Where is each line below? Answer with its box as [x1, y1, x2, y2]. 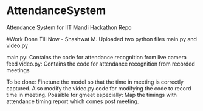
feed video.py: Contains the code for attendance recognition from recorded [6, 60, 196, 67]
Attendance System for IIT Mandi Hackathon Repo [6, 24, 132, 31]
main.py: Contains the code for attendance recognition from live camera [6, 53, 187, 61]
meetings [6, 66, 30, 73]
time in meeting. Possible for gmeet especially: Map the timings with [6, 91, 177, 98]
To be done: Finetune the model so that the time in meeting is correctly [6, 78, 184, 86]
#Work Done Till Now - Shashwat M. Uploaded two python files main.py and [6, 35, 198, 42]
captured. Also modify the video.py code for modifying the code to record [6, 84, 191, 92]
